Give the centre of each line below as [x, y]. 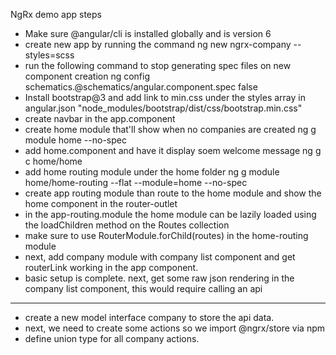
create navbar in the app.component [100, 118]
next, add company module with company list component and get [160, 257]
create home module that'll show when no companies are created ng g [170, 129]
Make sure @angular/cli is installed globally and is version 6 [148, 33]
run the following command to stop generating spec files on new [158, 65]
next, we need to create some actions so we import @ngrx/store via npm [175, 328]
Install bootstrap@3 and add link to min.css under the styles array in [165, 97]
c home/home [53, 161]
